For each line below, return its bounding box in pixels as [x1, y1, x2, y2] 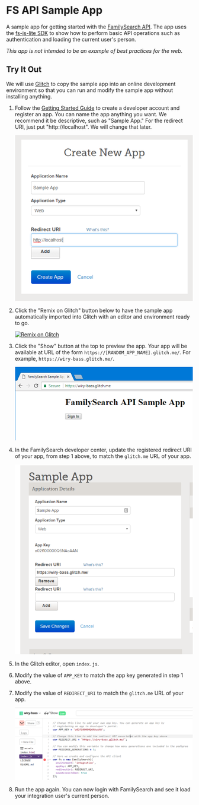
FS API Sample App [6, 4, 102, 17]
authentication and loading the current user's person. [6, 36, 136, 43]
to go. [14, 320, 30, 327]
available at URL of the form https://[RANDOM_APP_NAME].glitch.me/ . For [14, 349, 191, 356]
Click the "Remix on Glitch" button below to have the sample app [14, 307, 173, 314]
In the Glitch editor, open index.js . [14, 660, 99, 667]
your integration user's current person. [14, 793, 110, 800]
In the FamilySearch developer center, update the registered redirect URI [14, 446, 192, 454]
